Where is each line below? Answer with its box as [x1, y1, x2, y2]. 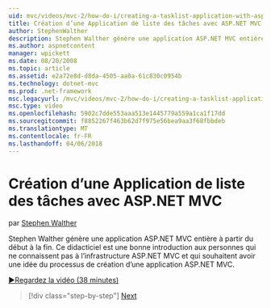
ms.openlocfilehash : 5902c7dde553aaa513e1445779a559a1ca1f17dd [8, 110, 226, 118]
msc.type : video [8, 102, 63, 110]
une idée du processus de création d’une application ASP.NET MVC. [8, 259, 236, 269]
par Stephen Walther [8, 218, 77, 228]
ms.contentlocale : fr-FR [8, 132, 92, 140]
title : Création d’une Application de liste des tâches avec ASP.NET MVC [8, 19, 262, 27]
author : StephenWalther [8, 27, 89, 35]
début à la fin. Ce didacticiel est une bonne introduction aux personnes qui [8, 243, 256, 252]
